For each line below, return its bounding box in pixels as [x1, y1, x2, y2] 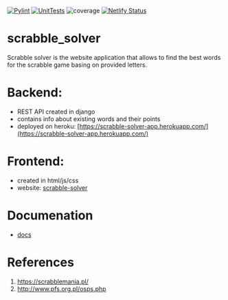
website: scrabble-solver [16, 183, 88, 192]
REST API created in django [16, 107, 95, 116]
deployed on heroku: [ [16, 122, 80, 130]
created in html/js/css [16, 176, 79, 184]
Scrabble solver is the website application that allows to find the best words [7, 53, 221, 61]
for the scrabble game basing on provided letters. [7, 61, 148, 69]
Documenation [7, 208, 93, 223]
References [7, 255, 74, 270]
